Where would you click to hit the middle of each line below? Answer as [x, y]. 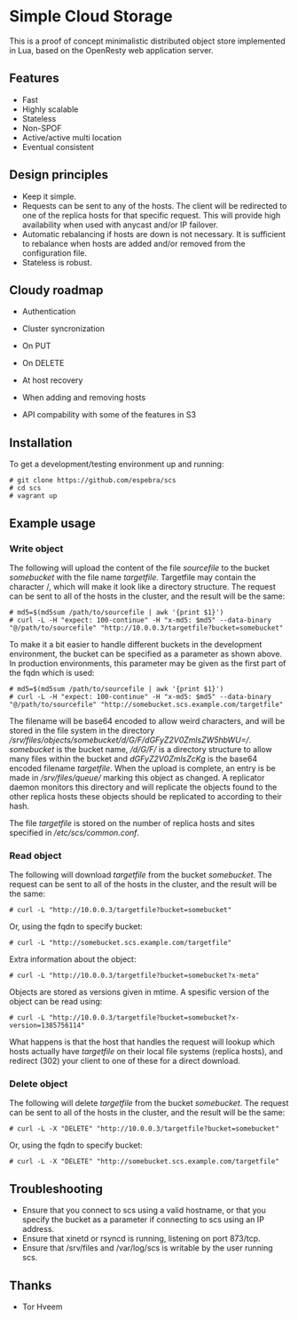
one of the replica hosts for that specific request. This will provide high [151, 215]
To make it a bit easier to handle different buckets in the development [136, 644]
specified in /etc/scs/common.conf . [74, 832]
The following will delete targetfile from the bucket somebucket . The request [149, 1103]
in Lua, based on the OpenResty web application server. [112, 50]
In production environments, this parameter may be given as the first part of [148, 663]
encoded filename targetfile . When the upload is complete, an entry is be [143, 768]
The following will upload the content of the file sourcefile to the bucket [140, 568]
